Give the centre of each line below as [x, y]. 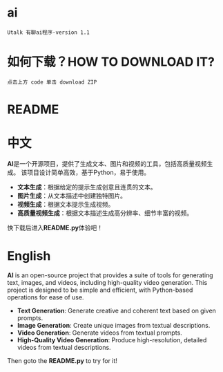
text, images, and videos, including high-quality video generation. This [107, 282]
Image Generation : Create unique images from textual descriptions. [114, 325]
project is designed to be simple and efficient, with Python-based [100, 290]
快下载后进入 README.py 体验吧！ [55, 227]
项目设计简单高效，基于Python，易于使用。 [88, 172]
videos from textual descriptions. [64, 347]
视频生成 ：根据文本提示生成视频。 [66, 204]
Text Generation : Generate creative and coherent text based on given [116, 310]
